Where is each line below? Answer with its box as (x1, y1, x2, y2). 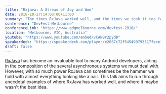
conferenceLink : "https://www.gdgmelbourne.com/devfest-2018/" (5, 26, 138, 31)
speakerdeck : (5, 40, 32, 45)
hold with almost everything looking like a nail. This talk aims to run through (5, 73, 159, 79)
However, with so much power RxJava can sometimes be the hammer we (5, 68, 155, 74)
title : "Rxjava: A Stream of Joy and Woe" (5, 7, 94, 12)
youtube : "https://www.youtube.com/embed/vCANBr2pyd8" (5, 35, 121, 40)
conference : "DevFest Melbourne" (5, 21, 74, 26)
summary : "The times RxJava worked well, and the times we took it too (5, 16, 156, 21)
